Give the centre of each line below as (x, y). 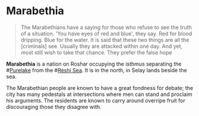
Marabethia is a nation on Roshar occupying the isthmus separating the (94, 64)
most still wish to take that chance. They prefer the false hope (96, 52)
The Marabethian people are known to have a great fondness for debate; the (100, 88)
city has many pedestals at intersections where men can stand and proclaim (99, 94)
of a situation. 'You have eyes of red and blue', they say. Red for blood (106, 33)
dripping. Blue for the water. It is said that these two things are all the (105, 40)
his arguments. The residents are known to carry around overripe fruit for (96, 100)
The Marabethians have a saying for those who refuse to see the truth (106, 27)
